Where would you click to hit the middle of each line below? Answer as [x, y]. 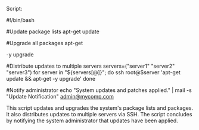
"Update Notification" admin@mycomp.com [60, 96]
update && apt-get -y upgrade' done [51, 79]
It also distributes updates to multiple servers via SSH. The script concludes [99, 114]
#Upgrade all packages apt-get [45, 43]
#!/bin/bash [20, 20]
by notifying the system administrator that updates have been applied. [92, 121]
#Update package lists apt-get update [53, 31]
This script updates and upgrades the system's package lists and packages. [100, 108]
